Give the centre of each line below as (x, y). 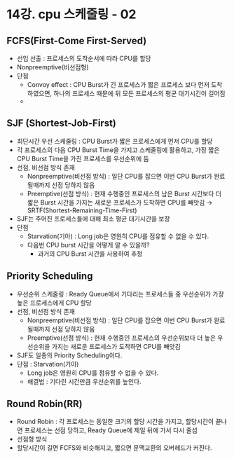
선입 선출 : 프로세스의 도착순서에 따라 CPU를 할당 (84, 58)
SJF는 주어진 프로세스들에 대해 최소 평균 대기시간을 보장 (93, 219)
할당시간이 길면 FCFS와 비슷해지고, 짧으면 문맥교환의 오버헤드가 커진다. (114, 448)
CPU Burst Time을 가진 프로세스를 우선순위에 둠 (83, 158)
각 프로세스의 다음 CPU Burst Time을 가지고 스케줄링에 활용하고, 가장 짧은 (118, 150)
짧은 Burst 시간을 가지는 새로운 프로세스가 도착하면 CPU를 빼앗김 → (120, 202)
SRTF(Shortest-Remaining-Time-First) (82, 210)
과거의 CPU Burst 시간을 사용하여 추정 (90, 254)
